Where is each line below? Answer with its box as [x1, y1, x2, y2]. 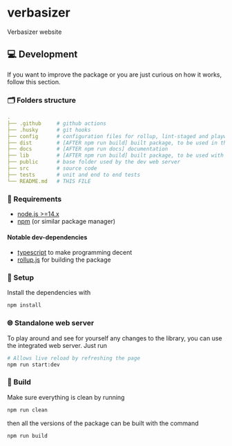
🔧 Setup [7, 273, 35, 282]
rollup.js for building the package [17, 255, 112, 264]
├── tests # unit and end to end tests [7, 171, 140, 178]
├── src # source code [7, 165, 97, 172]
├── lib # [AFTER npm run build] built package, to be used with [7, 152, 224, 159]
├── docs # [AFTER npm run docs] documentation [7, 146, 168, 153]
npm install [7, 302, 41, 309]
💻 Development [7, 48, 78, 60]
